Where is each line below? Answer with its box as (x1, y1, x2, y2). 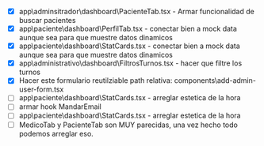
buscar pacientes (18, 16, 76, 25)
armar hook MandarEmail (18, 102, 102, 111)
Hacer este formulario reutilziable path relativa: (18, 76, 173, 85)
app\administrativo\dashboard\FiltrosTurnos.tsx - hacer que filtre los (18, 58, 243, 68)
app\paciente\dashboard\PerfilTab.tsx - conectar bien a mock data (18, 24, 237, 34)
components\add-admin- (174, 76, 257, 85)
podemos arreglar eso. (18, 129, 94, 138)
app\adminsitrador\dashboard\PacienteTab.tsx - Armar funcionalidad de (18, 7, 254, 16)
